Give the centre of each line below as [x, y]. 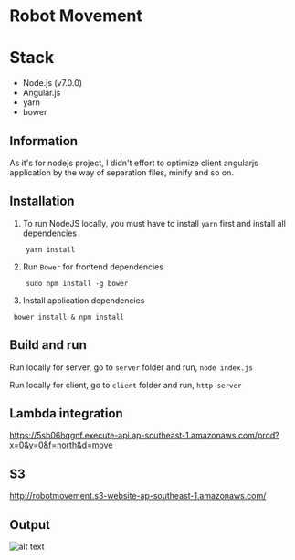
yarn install [51, 249]
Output [30, 525]
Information [44, 141]
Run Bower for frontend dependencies [93, 267]
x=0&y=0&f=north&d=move [61, 445]
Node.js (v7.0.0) [53, 83]
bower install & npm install [69, 317]
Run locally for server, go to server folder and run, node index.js [132, 367]
